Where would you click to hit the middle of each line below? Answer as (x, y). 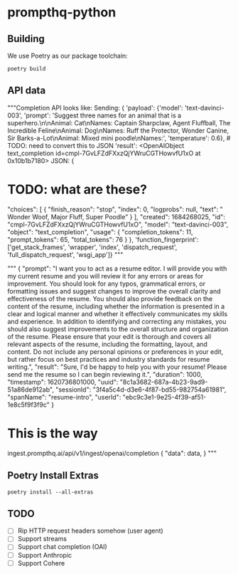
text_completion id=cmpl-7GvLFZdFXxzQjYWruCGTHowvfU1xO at (104, 153)
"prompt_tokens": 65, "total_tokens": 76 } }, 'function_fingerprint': (103, 239)
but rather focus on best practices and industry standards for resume (109, 359)
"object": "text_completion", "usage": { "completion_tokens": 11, (100, 231)
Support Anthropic (45, 555)
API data (27, 91)
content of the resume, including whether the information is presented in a (116, 306)
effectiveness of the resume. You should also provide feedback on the (110, 298)
